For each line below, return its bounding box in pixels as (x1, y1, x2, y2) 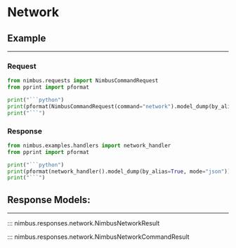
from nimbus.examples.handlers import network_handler (7, 142, 171, 149)
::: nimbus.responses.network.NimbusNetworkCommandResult (7, 233, 190, 241)
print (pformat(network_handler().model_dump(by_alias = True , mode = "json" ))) (7, 168, 234, 175)
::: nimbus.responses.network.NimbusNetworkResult (7, 219, 160, 228)
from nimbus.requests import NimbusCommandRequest (7, 77, 159, 84)
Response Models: (7, 194, 91, 206)
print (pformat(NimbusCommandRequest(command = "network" (7, 103, 171, 110)
